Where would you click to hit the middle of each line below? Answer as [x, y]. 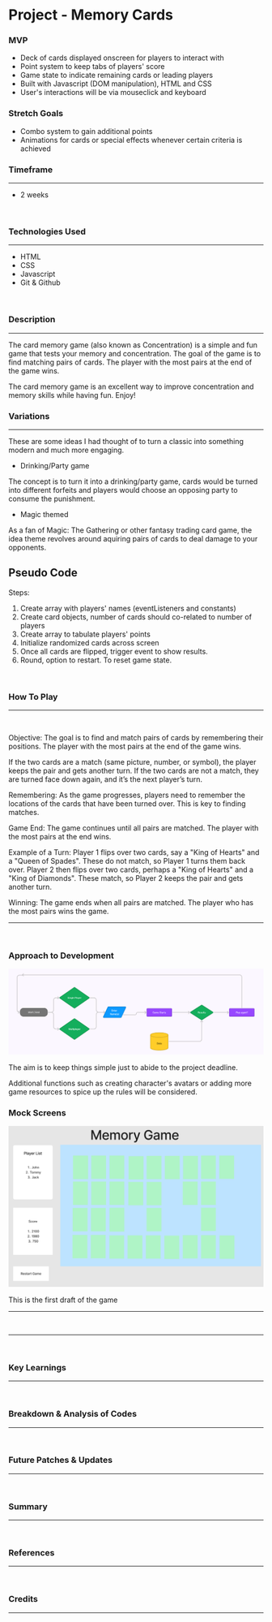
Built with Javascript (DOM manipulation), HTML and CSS [116, 84]
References [32, 1553]
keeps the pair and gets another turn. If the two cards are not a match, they [134, 771]
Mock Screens [37, 1113]
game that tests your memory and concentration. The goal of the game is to [135, 353]
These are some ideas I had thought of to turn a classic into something [126, 441]
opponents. [28, 547]
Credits [23, 1599]
